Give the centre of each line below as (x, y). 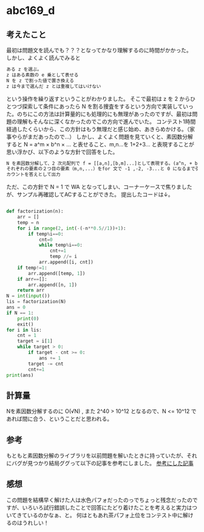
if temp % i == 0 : (46, 234)
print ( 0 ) (28, 319)
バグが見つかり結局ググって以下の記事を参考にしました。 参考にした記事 (102, 463)
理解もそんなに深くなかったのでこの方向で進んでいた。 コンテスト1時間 (106, 121)
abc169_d (31, 11)
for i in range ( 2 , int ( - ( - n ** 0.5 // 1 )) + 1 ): (72, 228)
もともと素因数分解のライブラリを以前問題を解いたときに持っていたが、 (97, 455)
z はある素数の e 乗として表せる (42, 75)
